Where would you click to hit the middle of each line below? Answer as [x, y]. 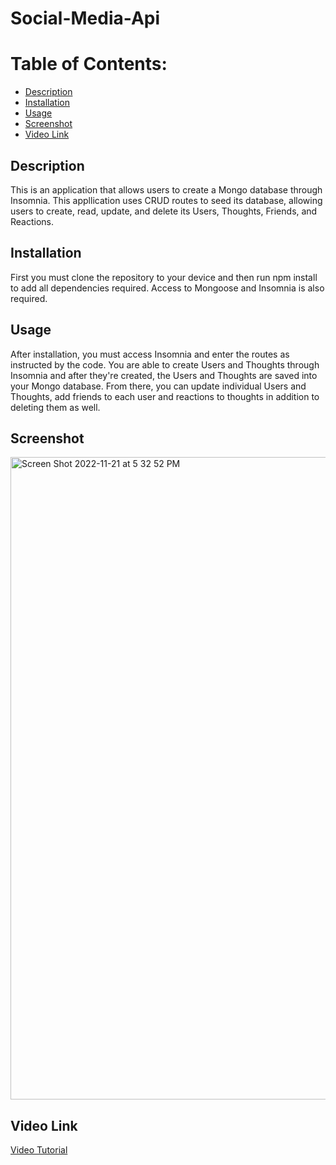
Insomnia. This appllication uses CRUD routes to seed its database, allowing [166, 200]
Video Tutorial [39, 1150]
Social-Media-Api [85, 18]
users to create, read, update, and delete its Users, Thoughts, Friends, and [164, 211]
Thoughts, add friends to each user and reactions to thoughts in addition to [165, 396]
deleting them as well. [55, 407]
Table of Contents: [89, 64]
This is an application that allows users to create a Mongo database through [166, 189]
